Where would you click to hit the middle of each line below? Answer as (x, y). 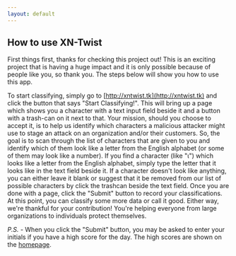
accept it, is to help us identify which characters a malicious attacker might (116, 126)
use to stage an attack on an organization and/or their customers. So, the (114, 133)
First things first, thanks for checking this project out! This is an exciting (111, 59)
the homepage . (29, 245)
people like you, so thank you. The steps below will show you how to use (113, 74)
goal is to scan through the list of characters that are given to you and (109, 141)
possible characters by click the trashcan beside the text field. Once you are (118, 186)
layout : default (31, 14)
